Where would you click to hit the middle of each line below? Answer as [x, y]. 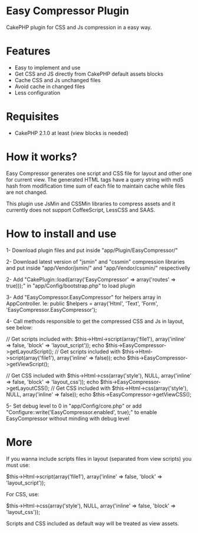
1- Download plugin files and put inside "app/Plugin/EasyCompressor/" [92, 250]
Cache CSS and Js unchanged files [58, 80]
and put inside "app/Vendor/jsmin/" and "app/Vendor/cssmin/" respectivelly [98, 268]
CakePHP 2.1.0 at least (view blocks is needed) [71, 133]
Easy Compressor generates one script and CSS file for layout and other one [99, 173]
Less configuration [37, 92]
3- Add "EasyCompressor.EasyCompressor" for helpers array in [84, 297]
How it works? [42, 157]
